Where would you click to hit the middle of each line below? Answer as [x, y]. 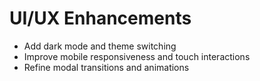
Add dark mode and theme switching [100, 46]
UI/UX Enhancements [100, 18]
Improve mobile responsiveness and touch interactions [137, 56]
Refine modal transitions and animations [106, 67]
